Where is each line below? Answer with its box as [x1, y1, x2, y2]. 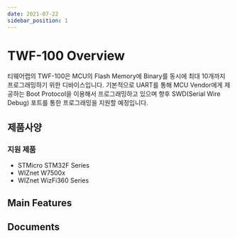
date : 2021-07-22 [7, 10, 59, 18]
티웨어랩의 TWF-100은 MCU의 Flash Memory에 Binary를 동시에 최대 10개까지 [7, 72, 226, 80]
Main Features [7, 197, 72, 209]
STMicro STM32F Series [17, 161, 90, 170]
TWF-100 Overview [7, 48, 126, 64]
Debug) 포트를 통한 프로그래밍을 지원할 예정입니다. [7, 99, 149, 107]
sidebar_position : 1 [7, 17, 69, 24]
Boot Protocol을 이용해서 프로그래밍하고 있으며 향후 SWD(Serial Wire [26, 90, 221, 98]
